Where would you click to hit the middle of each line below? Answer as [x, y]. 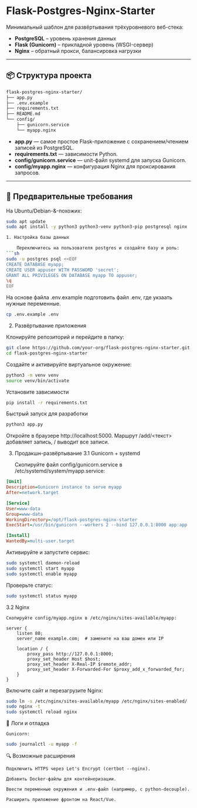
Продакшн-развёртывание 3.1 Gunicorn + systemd [77, 454]
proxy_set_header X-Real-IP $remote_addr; [80, 664]
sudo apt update [26, 221]
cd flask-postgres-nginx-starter [47, 353]
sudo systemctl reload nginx [42, 712]
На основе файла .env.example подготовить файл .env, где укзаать [89, 297]
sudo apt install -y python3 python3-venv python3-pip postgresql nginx [97, 227]
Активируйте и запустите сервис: [48, 552]
